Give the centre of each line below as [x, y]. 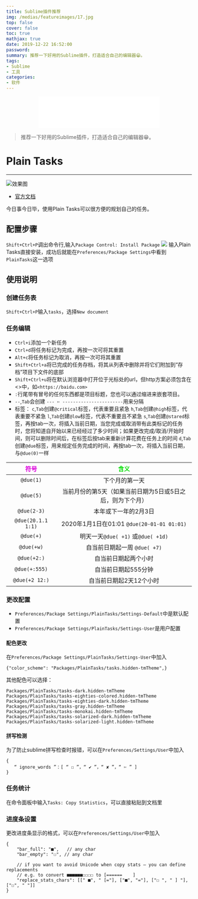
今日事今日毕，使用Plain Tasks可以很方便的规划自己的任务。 [79, 209]
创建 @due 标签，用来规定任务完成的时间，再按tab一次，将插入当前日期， [101, 445]
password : [18, 50]
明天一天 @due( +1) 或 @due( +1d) [124, 536]
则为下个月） [130, 500]
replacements [22, 870]
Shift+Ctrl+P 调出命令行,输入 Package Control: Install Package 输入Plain [98, 244]
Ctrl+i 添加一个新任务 [41, 342]
